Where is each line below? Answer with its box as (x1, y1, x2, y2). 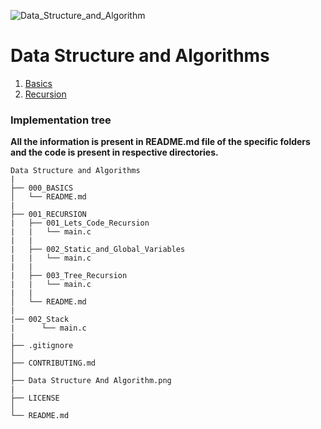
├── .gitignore (10, 341, 74, 351)
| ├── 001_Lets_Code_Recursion (10, 218, 150, 229)
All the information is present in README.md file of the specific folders (10, 136, 311, 148)
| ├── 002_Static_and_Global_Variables (10, 245, 186, 255)
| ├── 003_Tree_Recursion (10, 271, 128, 281)
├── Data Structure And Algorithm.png (10, 376, 172, 386)
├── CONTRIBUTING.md (10, 358, 97, 369)
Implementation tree (10, 113, 112, 127)
